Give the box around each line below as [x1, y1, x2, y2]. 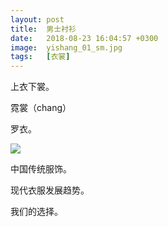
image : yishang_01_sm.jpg [10, 42, 123, 53]
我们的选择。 [10, 206, 63, 218]
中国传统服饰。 [10, 163, 72, 175]
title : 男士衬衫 [10, 24, 77, 34]
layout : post [10, 14, 65, 25]
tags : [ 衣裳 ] [10, 52, 71, 62]
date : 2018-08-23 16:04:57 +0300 [10, 33, 159, 43]
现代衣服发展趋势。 [10, 184, 90, 196]
